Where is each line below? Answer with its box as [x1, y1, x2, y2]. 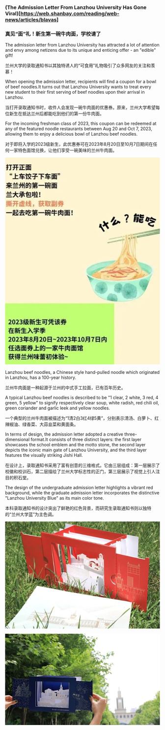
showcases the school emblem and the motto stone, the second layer [5, 442, 146, 448]
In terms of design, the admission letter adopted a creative [5, 431, 124, 438]
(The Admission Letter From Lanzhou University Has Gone [5, 4, 147, 11]
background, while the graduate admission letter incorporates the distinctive [5, 490, 160, 496]
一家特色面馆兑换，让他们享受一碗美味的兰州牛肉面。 [9, 147, 117, 153]
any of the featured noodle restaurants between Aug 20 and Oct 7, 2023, [5, 126, 152, 132]
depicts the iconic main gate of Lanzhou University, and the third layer [5, 447, 147, 453]
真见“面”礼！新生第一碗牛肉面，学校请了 [5, 30, 102, 37]
